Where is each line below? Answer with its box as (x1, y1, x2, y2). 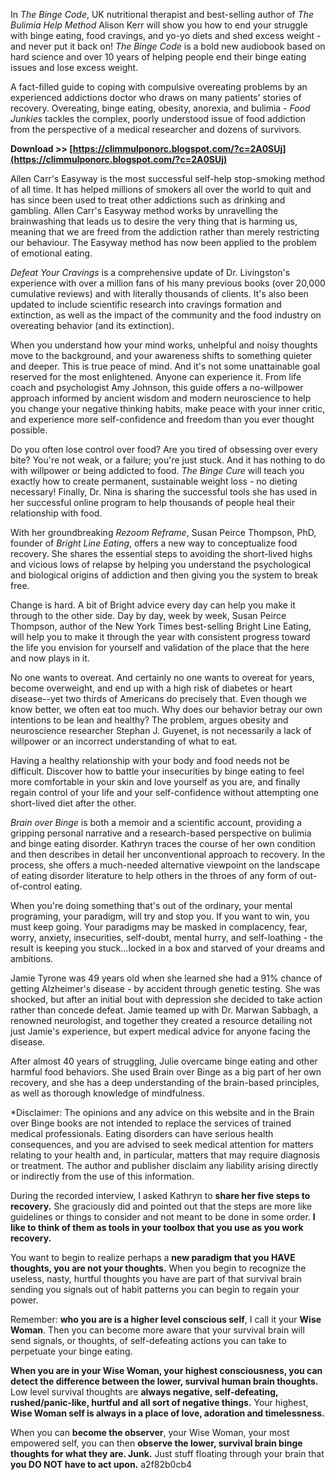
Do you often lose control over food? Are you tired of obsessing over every (10, 444, 318, 455)
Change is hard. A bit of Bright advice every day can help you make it (10, 599, 296, 611)
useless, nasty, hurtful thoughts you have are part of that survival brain (10, 1273, 302, 1284)
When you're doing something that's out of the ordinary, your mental (10, 900, 293, 911)
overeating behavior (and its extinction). (10, 320, 175, 331)
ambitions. (10, 953, 54, 964)
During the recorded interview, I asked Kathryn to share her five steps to (10, 1190, 311, 1201)
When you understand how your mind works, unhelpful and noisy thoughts (10, 339, 318, 351)
